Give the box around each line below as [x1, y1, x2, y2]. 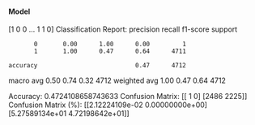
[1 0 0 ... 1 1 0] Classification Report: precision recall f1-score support [8, 24, 238, 34]
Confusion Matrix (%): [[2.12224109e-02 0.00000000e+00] [8, 100, 208, 110]
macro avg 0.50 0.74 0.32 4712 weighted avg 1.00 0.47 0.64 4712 [8, 75, 227, 85]
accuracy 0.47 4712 [8, 62, 186, 70]
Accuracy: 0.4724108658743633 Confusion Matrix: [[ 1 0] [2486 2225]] [8, 92, 248, 101]
